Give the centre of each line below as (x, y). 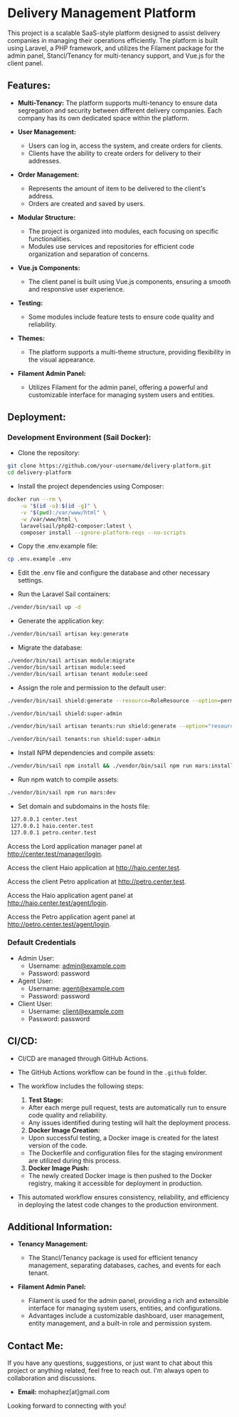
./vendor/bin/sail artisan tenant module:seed (78, 674)
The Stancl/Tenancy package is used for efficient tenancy (113, 1258)
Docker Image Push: (59, 1168)
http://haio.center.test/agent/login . (58, 903)
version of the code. (58, 1145)
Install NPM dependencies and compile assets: (86, 753)
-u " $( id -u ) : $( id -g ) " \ (59, 506)
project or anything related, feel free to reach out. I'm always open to (108, 1371)
